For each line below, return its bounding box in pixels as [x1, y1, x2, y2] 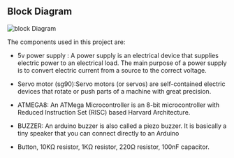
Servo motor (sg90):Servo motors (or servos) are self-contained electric [17, 80, 226, 88]
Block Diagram [7, 6, 72, 17]
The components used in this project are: [7, 38, 126, 46]
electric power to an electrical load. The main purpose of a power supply [17, 59, 227, 67]
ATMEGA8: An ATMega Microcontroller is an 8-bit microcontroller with [17, 101, 220, 109]
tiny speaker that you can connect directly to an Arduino [17, 129, 180, 137]
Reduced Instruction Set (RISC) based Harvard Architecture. [17, 108, 191, 116]
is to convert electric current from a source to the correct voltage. [17, 66, 207, 74]
